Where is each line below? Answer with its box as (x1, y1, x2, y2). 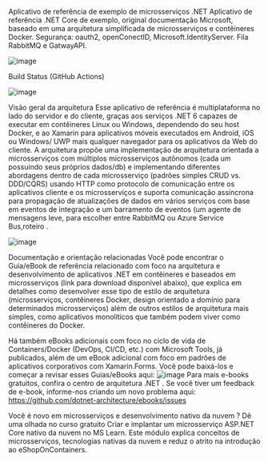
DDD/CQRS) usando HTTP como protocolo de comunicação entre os (8, 179, 235, 189)
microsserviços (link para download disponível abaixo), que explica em (8, 278, 242, 287)
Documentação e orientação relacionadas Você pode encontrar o (8, 253, 224, 262)
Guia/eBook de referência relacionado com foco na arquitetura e (8, 261, 221, 270)
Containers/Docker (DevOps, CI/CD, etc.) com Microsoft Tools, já (8, 345, 222, 354)
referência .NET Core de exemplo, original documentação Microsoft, (8, 15, 234, 25)
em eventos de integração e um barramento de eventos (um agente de (8, 205, 242, 214)
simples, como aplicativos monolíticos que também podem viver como (8, 312, 241, 321)
